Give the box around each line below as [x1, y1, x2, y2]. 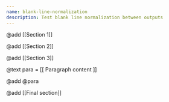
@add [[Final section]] [6, 89, 62, 96]
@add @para [6, 77, 39, 85]
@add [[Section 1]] [6, 31, 53, 38]
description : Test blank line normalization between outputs [6, 14, 164, 20]
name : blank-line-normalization [6, 8, 88, 15]
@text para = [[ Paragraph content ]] [6, 65, 97, 73]
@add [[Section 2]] [6, 43, 54, 50]
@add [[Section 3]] [6, 54, 54, 61]
